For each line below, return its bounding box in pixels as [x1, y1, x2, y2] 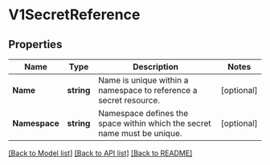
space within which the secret [97, 118, 211, 129]
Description [132, 62, 179, 72]
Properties [8, 38, 63, 51]
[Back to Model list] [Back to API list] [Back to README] [8, 148, 193, 158]
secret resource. [97, 95, 161, 106]
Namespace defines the [97, 108, 189, 119]
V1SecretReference [8, 6, 141, 24]
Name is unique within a [97, 74, 189, 86]
